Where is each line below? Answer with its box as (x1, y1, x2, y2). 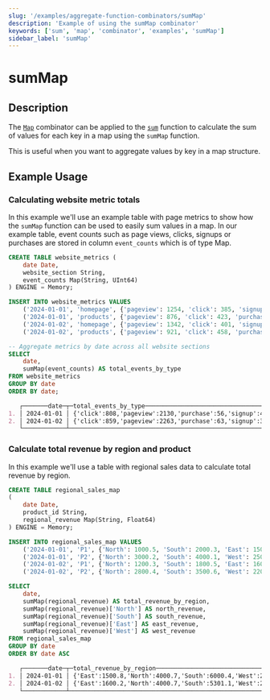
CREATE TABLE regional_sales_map (8, 486, 121, 494)
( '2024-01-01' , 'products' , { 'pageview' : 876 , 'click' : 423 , (22, 313, 231, 321)
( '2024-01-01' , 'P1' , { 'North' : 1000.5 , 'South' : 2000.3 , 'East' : (22, 545, 250, 553)
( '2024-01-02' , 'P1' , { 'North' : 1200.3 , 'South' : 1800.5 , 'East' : (22, 561, 250, 569)
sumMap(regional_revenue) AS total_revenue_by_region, (22, 597, 211, 605)
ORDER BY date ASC (8, 650, 70, 658)
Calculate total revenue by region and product (8, 444, 191, 455)
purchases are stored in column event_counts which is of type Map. (8, 238, 231, 247)
